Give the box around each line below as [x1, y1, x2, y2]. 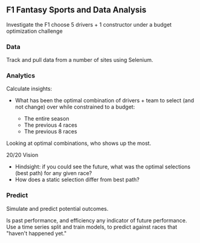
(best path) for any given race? [15, 170, 92, 177]
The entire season [24, 115, 69, 122]
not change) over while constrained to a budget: [15, 103, 135, 111]
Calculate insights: [6, 85, 53, 93]
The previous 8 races [24, 128, 77, 135]
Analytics [6, 72, 35, 80]
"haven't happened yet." [6, 230, 67, 237]
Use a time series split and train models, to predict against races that [6, 223, 178, 230]
